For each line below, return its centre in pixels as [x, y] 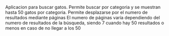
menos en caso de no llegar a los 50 [43, 28]
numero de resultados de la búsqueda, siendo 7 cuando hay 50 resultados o [85, 23]
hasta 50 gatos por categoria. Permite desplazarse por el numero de [76, 12]
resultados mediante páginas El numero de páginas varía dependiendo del [83, 18]
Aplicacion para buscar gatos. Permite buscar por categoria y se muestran [83, 7]
